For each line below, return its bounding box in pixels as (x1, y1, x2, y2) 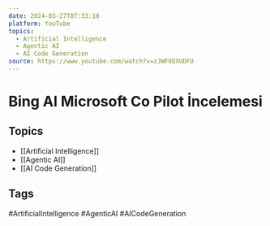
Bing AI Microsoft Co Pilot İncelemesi (8, 93, 264, 111)
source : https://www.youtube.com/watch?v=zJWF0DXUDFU (8, 58, 195, 66)
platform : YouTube (8, 20, 71, 28)
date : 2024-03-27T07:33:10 (8, 11, 100, 20)
